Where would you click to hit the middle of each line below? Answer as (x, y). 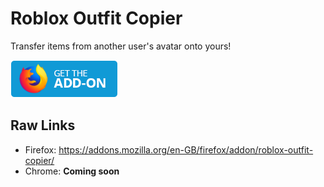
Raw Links (43, 125)
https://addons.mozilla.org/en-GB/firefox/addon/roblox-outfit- (186, 149)
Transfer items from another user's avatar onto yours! (121, 46)
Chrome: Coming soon (72, 171)
